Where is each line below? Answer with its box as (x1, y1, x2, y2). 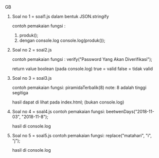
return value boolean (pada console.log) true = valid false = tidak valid (12, 66, 153, 71)
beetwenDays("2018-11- (106, 109, 155, 114)
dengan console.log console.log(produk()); (19, 37, 106, 43)
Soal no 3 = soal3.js (12, 75, 52, 81)
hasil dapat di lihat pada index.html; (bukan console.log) (12, 99, 124, 105)
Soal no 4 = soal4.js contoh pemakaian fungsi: (12, 109, 106, 114)
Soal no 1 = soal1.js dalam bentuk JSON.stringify (12, 14, 109, 19)
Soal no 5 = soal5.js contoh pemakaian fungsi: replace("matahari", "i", (12, 133, 152, 138)
